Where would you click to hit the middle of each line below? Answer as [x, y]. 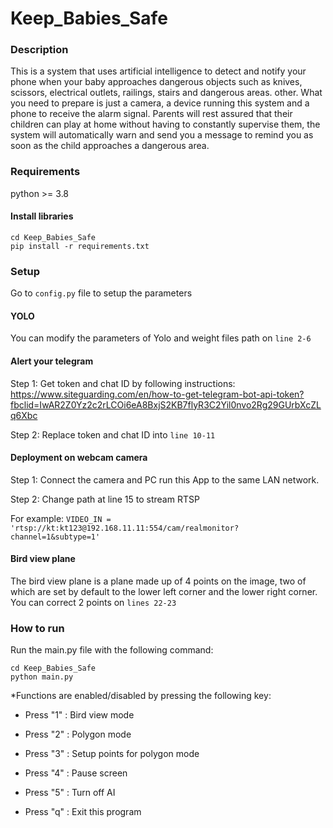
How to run [37, 629]
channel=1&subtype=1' [55, 537]
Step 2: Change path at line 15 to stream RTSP [105, 499]
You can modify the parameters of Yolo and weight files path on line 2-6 [161, 338]
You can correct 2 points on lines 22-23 [93, 603]
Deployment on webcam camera [79, 458]
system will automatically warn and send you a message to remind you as [162, 135]
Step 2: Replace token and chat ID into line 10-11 [113, 434]
